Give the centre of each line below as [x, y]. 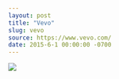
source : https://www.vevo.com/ [60, 38]
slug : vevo [26, 30]
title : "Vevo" [32, 23]
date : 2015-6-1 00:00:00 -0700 [60, 45]
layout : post [30, 15]
